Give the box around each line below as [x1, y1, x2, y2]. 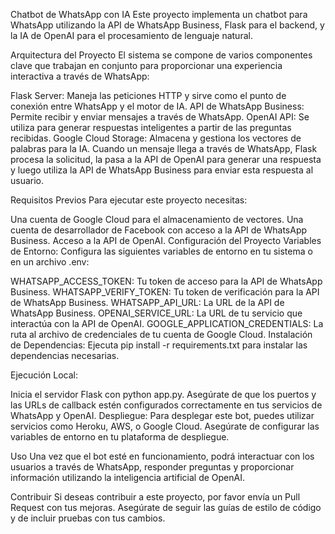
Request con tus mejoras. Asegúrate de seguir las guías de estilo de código [10, 502, 322, 513]
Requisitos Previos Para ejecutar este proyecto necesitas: [10, 194, 248, 206]
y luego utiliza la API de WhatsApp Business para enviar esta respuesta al [10, 164, 314, 176]
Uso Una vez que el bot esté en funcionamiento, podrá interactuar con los [10, 450, 315, 462]
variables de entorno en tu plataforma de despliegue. [10, 431, 230, 443]
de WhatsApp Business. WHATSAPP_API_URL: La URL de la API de [10, 297, 285, 308]
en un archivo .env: [10, 256, 90, 268]
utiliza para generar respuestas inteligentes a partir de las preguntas [10, 122, 292, 133]
